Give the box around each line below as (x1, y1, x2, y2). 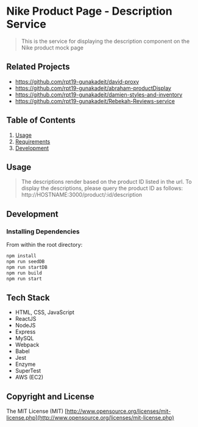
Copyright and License (6, 391, 94, 401)
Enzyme (15, 360, 36, 368)
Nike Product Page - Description (6, 4, 172, 18)
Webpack (15, 341, 40, 349)
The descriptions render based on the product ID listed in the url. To (21, 178, 192, 186)
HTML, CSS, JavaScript (15, 308, 75, 316)
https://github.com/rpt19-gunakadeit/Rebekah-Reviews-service (15, 97, 175, 104)
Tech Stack (6, 292, 50, 303)
